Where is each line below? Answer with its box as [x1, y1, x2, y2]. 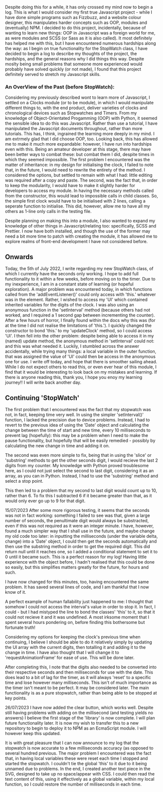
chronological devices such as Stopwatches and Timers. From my [5, 110, 137, 116]
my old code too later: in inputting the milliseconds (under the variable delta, [5, 533, 158, 539]
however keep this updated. [5, 730, 61, 736]
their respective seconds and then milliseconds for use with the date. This [5, 669, 153, 675]
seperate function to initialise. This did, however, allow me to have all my [5, 203, 150, 209]
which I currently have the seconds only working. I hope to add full [5, 271, 139, 277]
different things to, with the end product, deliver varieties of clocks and [5, 105, 147, 111]
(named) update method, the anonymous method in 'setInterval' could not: [5, 338, 155, 344]
